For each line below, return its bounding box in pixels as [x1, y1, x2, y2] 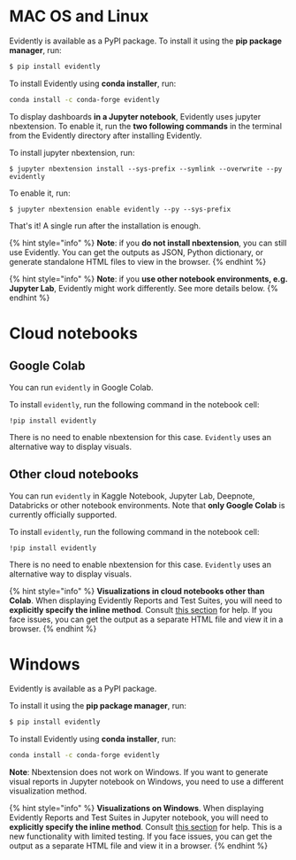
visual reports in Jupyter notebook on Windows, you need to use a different [9, 777, 285, 787]
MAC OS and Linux [9, 6, 149, 27]
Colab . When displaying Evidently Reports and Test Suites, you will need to [9, 595, 283, 606]
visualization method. [9, 786, 87, 796]
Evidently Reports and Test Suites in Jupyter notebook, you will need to [9, 812, 269, 823]
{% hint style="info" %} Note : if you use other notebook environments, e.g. [9, 273, 288, 284]
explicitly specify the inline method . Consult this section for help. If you [9, 604, 273, 615]
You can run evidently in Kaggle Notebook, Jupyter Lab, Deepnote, [9, 490, 255, 501]
